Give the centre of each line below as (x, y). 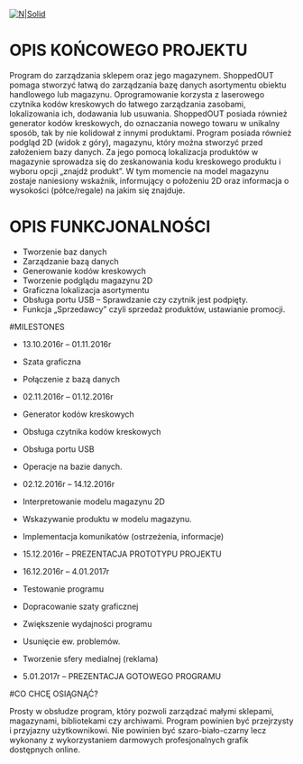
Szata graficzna (51, 362)
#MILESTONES (37, 327)
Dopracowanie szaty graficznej (80, 606)
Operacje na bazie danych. (73, 466)
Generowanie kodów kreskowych (84, 271)
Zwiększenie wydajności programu (87, 623)
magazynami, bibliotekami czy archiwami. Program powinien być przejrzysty (151, 721)
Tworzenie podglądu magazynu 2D (87, 281)
